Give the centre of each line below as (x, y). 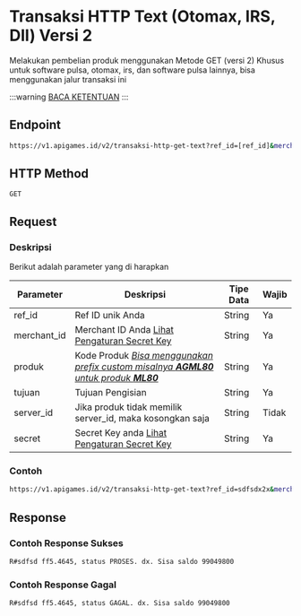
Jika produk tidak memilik (129, 407)
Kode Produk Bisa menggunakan (144, 356)
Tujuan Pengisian (111, 393)
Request (33, 221)
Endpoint (35, 125)
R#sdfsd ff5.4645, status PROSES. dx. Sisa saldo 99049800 (122, 561)
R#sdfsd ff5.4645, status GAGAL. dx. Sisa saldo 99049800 (120, 603)
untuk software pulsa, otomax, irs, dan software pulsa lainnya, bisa (132, 70)
